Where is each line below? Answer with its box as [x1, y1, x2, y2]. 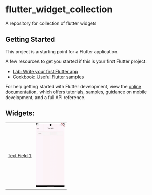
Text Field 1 [7, 153, 32, 159]
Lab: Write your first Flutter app [12, 68, 79, 74]
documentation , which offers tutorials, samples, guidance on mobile [5, 89, 147, 95]
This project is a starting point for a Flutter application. [5, 48, 119, 54]
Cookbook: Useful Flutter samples [12, 74, 84, 80]
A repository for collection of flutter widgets [5, 20, 97, 26]
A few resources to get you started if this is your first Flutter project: [5, 58, 147, 64]
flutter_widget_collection [5, 4, 113, 15]
